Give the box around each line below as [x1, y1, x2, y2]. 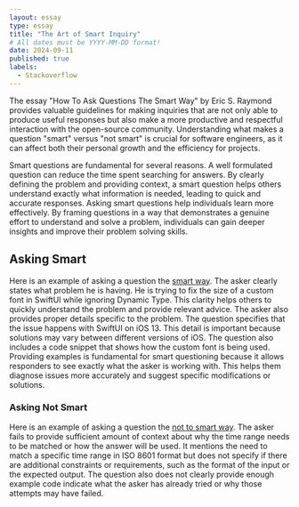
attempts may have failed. [9, 487, 104, 498]
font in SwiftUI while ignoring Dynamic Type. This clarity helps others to [9, 294, 272, 305]
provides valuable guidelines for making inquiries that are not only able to [9, 104, 279, 116]
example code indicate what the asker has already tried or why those [9, 478, 263, 489]
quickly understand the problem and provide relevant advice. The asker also [9, 303, 289, 314]
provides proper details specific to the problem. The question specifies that [9, 313, 286, 324]
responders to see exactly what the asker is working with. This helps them [9, 360, 282, 371]
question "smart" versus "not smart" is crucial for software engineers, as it [9, 133, 283, 143]
